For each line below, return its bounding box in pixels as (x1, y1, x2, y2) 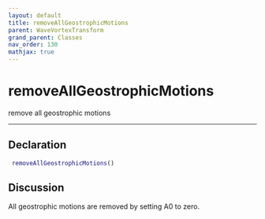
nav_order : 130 (8, 41, 58, 49)
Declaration (8, 139, 67, 152)
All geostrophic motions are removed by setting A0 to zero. (8, 202, 200, 211)
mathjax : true (8, 48, 55, 56)
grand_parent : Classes (8, 33, 83, 42)
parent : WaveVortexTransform (8, 26, 104, 34)
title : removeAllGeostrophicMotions (8, 19, 129, 27)
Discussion (8, 181, 65, 195)
